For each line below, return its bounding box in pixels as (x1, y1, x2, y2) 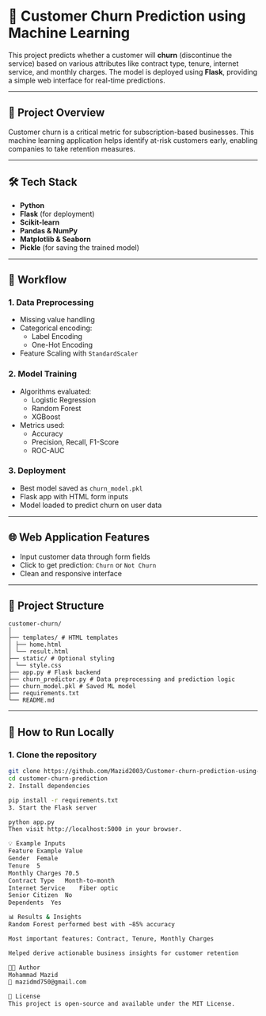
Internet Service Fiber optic (8, 884, 119, 892)
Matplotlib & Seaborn (19, 234, 91, 244)
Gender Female (8, 855, 59, 863)
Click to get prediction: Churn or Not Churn (19, 560, 157, 570)
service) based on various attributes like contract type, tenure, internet (8, 59, 239, 68)
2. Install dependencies (8, 782, 90, 790)
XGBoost (31, 412, 61, 421)
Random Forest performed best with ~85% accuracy (8, 921, 176, 929)
